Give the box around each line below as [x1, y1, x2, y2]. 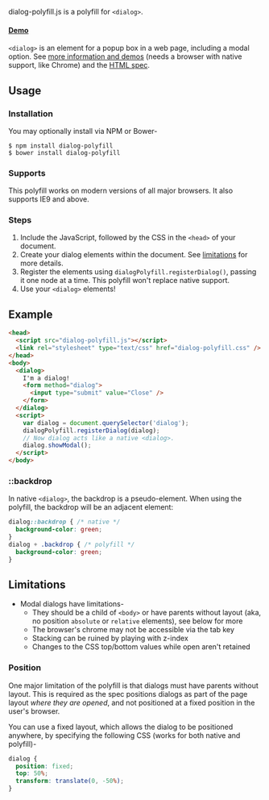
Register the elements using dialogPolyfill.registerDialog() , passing [19, 267, 257, 277]
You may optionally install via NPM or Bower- [8, 126, 158, 135]
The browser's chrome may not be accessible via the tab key [31, 625, 235, 635]
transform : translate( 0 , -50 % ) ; [15, 777, 125, 785]
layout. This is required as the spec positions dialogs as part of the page [8, 689, 248, 698]
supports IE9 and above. [8, 194, 90, 204]
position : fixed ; [15, 762, 74, 770]
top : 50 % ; [15, 769, 48, 777]
